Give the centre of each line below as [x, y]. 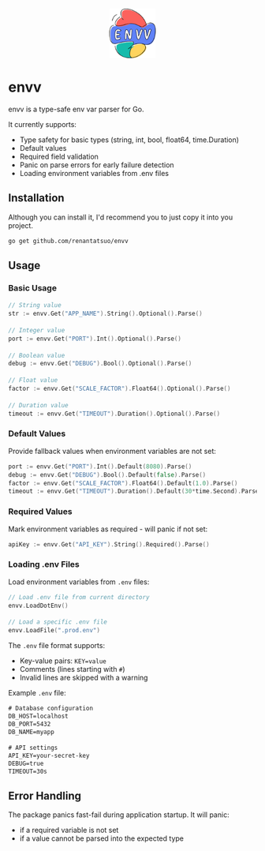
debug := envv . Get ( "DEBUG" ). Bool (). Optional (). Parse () [100, 364]
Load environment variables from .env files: [79, 582]
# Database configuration [50, 709]
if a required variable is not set [69, 830]
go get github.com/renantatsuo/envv [68, 241]
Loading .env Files [44, 564]
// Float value [33, 381]
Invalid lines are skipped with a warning [84, 678]
